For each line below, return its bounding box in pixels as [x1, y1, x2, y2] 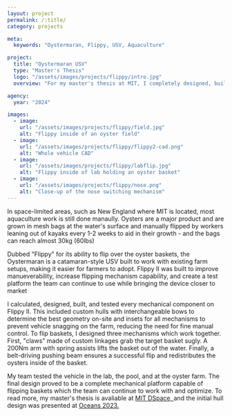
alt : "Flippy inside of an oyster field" [19, 130, 140, 137]
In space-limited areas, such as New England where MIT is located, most [7, 207, 215, 215]
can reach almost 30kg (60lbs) [7, 236, 95, 245]
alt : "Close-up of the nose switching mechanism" [19, 188, 166, 195]
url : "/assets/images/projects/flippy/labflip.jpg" [19, 163, 171, 170]
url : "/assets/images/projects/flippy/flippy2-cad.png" [19, 143, 184, 150]
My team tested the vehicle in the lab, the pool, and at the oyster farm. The [7, 372, 220, 380]
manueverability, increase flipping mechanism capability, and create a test [7, 272, 218, 280]
